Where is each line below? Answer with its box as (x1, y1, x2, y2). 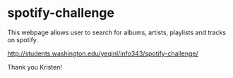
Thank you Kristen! (7, 63, 62, 71)
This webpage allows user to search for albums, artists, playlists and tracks (7, 28, 226, 37)
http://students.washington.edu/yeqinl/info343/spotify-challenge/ (7, 49, 199, 58)
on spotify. (7, 35, 39, 44)
